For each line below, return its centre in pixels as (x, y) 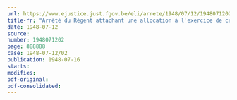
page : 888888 (26, 46)
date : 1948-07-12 (33, 27)
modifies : (22, 73)
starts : (19, 66)
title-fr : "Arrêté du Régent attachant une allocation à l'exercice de (115, 20)
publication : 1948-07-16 (44, 60)
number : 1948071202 (36, 40)
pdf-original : (28, 79)
